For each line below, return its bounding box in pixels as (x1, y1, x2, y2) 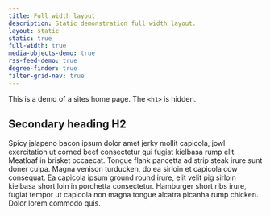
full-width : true (8, 42, 67, 50)
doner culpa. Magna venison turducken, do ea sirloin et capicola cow (8, 164, 238, 174)
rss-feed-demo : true (8, 57, 78, 65)
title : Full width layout (8, 11, 95, 20)
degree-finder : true (8, 64, 78, 73)
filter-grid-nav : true (8, 72, 85, 80)
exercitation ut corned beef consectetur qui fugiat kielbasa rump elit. (8, 147, 236, 157)
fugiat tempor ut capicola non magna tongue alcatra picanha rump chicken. (8, 190, 259, 200)
